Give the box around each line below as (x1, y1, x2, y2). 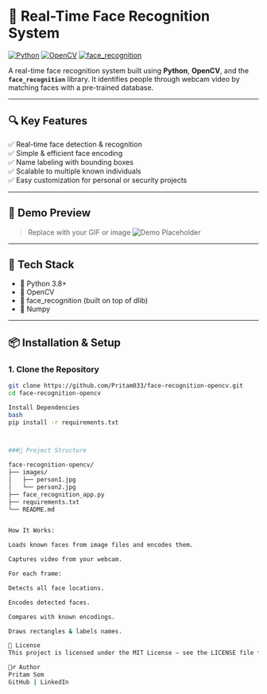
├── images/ (8, 469, 48, 477)
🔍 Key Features (8, 115, 87, 128)
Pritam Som (8, 671, 44, 679)
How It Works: (8, 527, 56, 535)
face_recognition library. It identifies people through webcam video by (8, 74, 240, 84)
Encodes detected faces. (8, 598, 91, 606)
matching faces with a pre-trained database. (8, 83, 154, 92)
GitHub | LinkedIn (8, 678, 69, 686)
